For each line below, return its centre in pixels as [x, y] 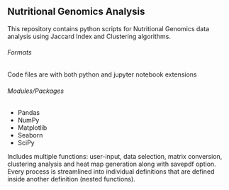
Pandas [29, 113]
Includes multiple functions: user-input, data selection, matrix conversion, [115, 157]
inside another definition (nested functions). [72, 179]
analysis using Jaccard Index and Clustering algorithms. [89, 36]
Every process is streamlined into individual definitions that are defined [111, 172]
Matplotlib [32, 128]
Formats [19, 52]
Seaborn [30, 135]
